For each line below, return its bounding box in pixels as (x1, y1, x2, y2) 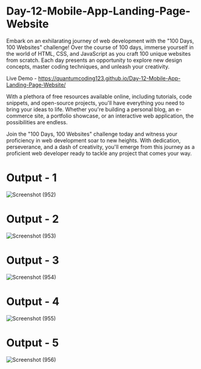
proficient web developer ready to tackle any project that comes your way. (6, 150, 192, 157)
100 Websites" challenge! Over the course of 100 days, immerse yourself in (6, 44, 194, 51)
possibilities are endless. (6, 118, 68, 125)
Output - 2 (6, 212, 59, 226)
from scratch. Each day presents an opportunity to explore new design (6, 56, 183, 64)
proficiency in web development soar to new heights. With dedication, (6, 136, 181, 144)
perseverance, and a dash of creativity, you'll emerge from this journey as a (6, 143, 195, 150)
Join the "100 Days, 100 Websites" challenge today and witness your (6, 130, 177, 138)
